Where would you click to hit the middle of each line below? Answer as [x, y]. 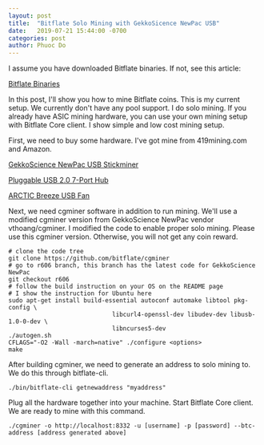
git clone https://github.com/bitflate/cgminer [89, 259]
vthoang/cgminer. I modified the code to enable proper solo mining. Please [132, 229]
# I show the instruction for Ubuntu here [80, 293]
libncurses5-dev [139, 329]
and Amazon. [30, 149]
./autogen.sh [30, 336]
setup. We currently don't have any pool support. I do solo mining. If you [127, 108]
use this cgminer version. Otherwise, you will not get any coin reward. [123, 237]
